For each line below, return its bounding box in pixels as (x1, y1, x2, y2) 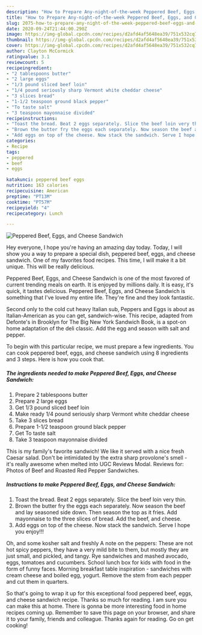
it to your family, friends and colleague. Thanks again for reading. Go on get (6, 616, 194, 623)
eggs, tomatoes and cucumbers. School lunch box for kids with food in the (6, 559, 191, 566)
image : (6, 31, 23, 37)
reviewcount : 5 (6, 59, 44, 65)
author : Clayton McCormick (6, 48, 74, 54)
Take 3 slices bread (14, 417, 64, 424)
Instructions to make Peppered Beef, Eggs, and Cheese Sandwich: (6, 481, 176, 488)
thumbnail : (6, 37, 34, 43)
